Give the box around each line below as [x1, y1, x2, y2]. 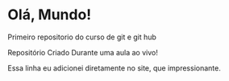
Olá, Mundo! [7, 6, 92, 24]
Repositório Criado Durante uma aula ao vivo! [7, 47, 158, 57]
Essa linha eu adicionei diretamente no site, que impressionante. [7, 63, 221, 73]
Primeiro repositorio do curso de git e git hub [7, 32, 156, 42]
